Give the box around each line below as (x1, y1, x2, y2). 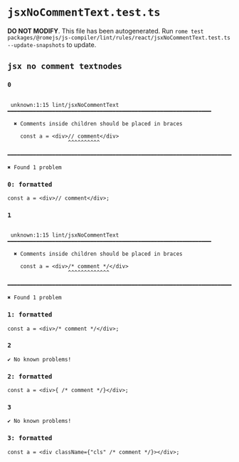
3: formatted (7, 434, 53, 442)
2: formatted (7, 372, 53, 380)
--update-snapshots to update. (7, 40, 97, 48)
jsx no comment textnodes (7, 61, 122, 71)
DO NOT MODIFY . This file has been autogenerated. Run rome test (7, 26, 204, 35)
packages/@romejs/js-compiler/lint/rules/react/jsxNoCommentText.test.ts (7, 34, 231, 41)
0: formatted (7, 180, 53, 188)
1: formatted (7, 311, 53, 319)
